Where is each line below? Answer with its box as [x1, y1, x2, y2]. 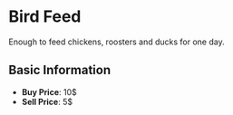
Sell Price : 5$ [21, 96, 73, 107]
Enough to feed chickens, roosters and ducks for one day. [8, 36, 225, 47]
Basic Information [8, 62, 112, 78]
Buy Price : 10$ [21, 86, 78, 97]
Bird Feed [8, 6, 82, 27]
